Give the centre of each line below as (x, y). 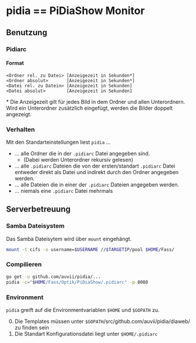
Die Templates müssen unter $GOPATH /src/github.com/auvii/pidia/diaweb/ (102, 321)
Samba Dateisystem (35, 226)
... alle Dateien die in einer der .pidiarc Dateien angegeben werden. (97, 185)
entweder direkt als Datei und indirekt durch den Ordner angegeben (97, 172)
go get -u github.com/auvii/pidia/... (53, 277)
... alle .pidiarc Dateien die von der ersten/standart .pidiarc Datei (95, 166)
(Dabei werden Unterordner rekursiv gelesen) (78, 160)
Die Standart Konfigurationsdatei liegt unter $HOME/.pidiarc (86, 334)
